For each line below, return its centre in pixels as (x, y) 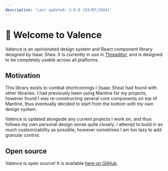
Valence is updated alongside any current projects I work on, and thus (78, 119)
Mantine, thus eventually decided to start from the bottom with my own (79, 104)
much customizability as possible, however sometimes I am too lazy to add (83, 130)
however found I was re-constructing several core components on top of (81, 99)
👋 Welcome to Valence (54, 35)
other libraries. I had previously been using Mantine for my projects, (76, 93)
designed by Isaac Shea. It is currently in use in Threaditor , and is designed (84, 54)
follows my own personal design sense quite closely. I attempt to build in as (84, 124)
